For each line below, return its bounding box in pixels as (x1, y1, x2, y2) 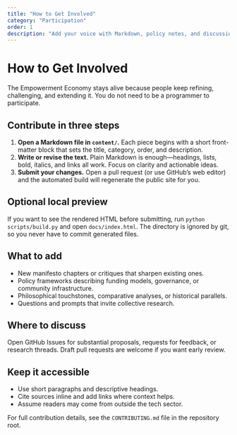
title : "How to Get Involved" (7, 10, 97, 18)
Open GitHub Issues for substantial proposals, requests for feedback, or (7, 338, 217, 347)
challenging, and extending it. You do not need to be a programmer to (7, 91, 210, 100)
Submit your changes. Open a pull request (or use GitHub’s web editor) (17, 168, 226, 177)
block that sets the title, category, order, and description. (38, 145, 203, 154)
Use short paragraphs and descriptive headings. (17, 385, 159, 393)
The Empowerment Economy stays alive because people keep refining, (7, 84, 214, 93)
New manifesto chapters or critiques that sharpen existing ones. (17, 269, 205, 278)
